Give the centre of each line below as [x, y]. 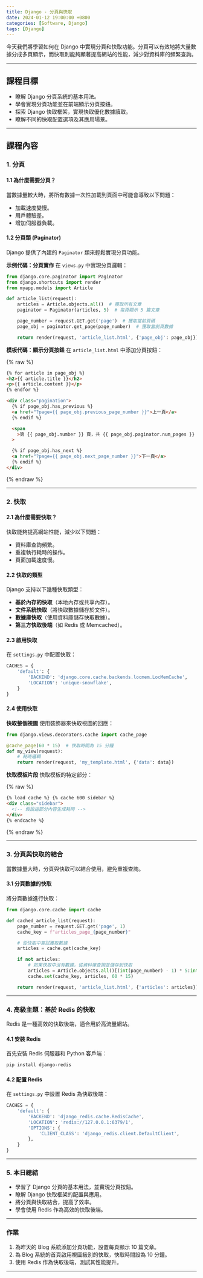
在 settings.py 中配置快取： [41, 655]
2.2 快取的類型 [24, 575]
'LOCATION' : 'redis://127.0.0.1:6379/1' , [81, 1122]
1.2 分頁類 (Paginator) [34, 238]
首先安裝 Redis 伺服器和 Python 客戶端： [57, 1054]
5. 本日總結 [22, 1173]
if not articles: [39, 960]
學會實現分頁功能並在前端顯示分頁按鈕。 [65, 104]
